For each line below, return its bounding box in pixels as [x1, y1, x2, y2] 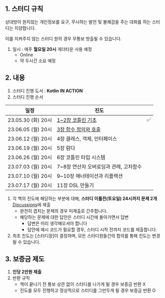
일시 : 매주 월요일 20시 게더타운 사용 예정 [12, 46, 92, 52]
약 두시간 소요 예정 [19, 58, 56, 64]
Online [19, 52, 33, 58]
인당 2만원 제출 [12, 269, 42, 275]
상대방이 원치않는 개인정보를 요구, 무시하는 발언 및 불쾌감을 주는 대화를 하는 [5, 19, 151, 25]
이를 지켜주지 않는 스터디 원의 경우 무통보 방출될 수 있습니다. [5, 35, 122, 41]
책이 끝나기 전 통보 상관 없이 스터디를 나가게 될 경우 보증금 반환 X [19, 281, 146, 287]
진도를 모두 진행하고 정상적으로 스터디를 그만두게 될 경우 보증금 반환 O [19, 288, 156, 294]
